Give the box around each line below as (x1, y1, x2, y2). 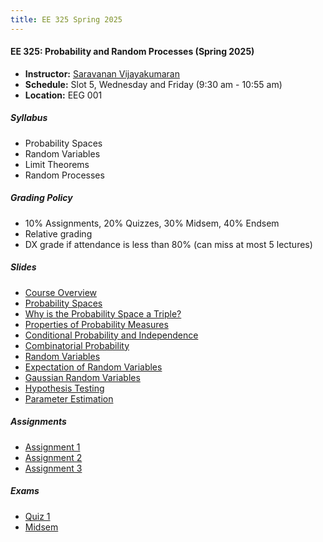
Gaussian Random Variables (24, 371, 141, 383)
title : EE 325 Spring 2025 (10, 14, 123, 25)
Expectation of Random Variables (24, 361, 163, 373)
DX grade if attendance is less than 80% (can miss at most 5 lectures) (24, 238, 313, 250)
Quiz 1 (24, 510, 51, 522)
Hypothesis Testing (24, 382, 105, 394)
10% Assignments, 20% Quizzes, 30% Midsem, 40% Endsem (24, 217, 280, 229)
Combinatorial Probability (24, 339, 130, 351)
